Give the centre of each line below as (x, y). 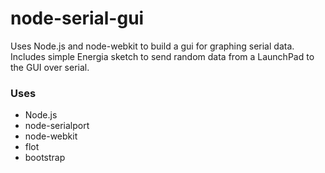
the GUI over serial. (50, 67)
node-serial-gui (77, 18)
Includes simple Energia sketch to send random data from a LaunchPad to (162, 56)
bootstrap (45, 158)
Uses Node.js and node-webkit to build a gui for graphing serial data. (152, 46)
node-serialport (57, 126)
